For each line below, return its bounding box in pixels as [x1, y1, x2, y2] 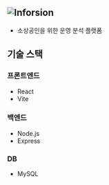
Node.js [17, 129, 40, 137]
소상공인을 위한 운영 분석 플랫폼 [17, 26, 102, 35]
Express [17, 136, 41, 145]
